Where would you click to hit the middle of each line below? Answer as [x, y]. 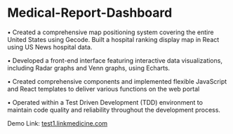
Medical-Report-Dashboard [90, 13]
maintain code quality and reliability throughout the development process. [114, 110]
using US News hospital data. [50, 47]
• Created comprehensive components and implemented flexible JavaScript [117, 81]
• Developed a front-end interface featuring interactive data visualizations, [115, 60]
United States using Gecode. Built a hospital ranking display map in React [113, 39]
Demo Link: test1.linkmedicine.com [58, 123]
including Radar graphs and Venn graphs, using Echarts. [89, 68]
